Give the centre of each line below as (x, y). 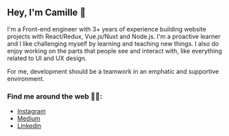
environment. (26, 79)
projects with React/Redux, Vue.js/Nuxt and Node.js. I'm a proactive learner (114, 36)
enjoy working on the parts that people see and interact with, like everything (114, 51)
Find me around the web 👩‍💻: (55, 96)
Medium (29, 119)
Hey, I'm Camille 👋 (47, 13)
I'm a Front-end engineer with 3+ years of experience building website (107, 29)
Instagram (31, 111)
